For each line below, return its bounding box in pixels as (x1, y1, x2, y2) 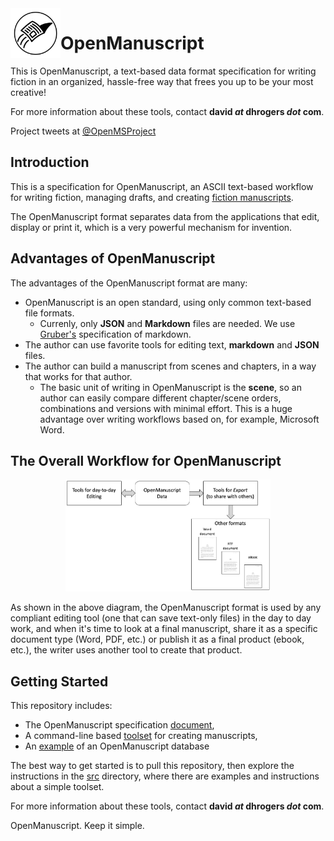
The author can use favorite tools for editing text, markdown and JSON (24, 338, 320, 351)
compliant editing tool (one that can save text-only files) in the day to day (10, 612, 312, 624)
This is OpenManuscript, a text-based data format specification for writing (10, 65, 317, 77)
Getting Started (10, 673, 109, 690)
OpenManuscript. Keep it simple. (10, 820, 145, 832)
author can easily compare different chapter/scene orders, (39, 392, 282, 404)
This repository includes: (10, 700, 113, 712)
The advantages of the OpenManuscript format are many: (10, 277, 248, 289)
